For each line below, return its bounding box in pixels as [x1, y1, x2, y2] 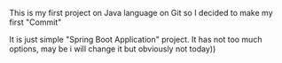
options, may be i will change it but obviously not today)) [9, 43, 216, 54]
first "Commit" [9, 17, 62, 28]
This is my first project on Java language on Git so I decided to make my [9, 8, 273, 18]
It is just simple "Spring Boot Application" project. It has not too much [9, 35, 262, 44]
